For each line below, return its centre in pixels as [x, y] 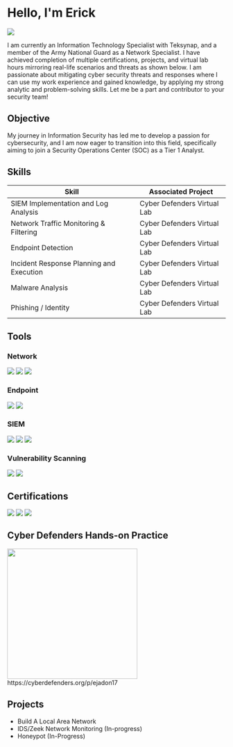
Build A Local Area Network [57, 721]
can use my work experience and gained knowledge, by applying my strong [115, 82]
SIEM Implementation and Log [60, 203]
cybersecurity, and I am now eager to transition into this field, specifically [112, 142]
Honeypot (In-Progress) [51, 736]
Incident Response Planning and [63, 263]
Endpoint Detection [42, 247]
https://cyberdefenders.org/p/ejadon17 [62, 682]
